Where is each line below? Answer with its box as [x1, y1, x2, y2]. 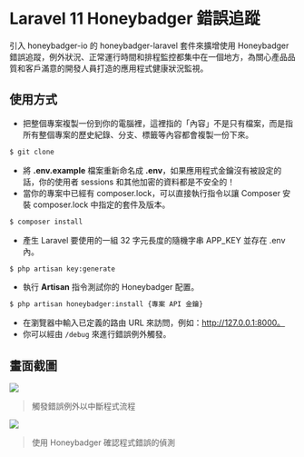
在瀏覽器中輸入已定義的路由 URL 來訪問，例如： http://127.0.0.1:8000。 [22, 317, 286, 328]
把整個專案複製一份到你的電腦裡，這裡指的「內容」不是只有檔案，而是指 [22, 117, 293, 128]
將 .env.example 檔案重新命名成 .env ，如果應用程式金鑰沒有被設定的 [22, 164, 282, 175]
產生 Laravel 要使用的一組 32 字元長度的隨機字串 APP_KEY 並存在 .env [22, 234, 286, 245]
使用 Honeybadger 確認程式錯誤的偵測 [31, 437, 175, 448]
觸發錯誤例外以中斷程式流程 [31, 401, 136, 412]
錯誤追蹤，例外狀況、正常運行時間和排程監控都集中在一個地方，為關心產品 [9, 51, 288, 62]
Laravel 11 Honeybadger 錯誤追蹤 [9, 8, 260, 29]
